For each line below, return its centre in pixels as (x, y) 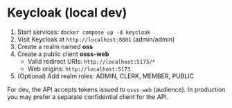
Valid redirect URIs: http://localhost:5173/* (91, 61)
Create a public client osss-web (63, 54)
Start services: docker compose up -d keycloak (84, 32)
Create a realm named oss (55, 46)
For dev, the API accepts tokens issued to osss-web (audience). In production (116, 89)
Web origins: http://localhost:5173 (79, 69)
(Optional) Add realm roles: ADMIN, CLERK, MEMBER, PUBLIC (106, 76)
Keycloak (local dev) (67, 13)
